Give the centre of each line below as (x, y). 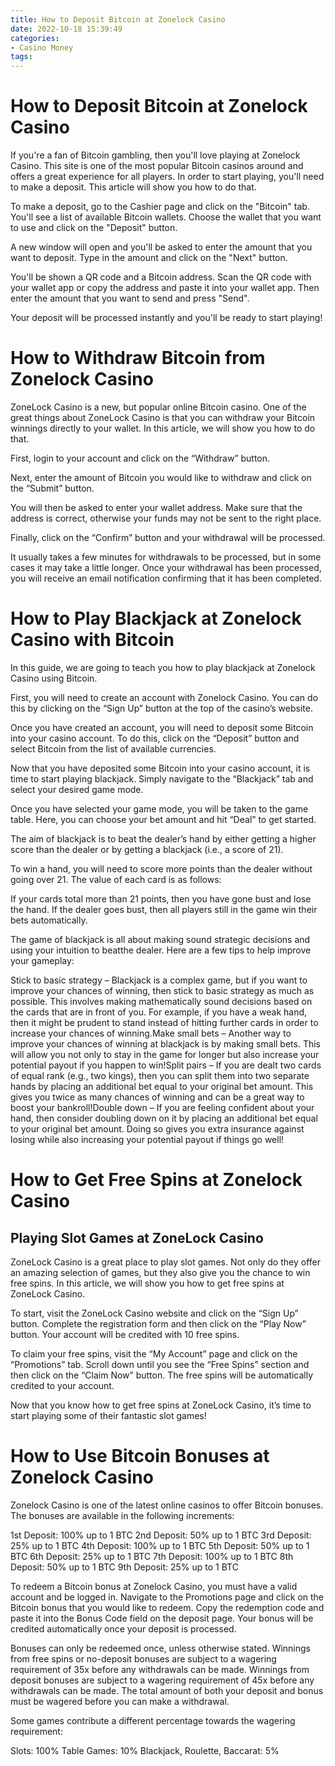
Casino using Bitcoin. (54, 678)
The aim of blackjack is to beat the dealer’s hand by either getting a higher (163, 838)
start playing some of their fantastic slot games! (108, 1415)
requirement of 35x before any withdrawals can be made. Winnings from (160, 1669)
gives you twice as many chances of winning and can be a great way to (157, 1097)
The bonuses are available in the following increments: (122, 1515)
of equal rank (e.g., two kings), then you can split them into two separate (160, 1075)
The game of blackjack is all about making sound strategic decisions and (160, 939)
